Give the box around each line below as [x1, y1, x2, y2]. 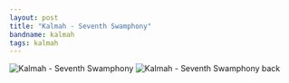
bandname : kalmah [9, 30, 75, 39]
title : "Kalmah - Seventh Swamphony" [9, 22, 152, 31]
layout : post [9, 13, 59, 23]
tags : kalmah [9, 38, 59, 48]
